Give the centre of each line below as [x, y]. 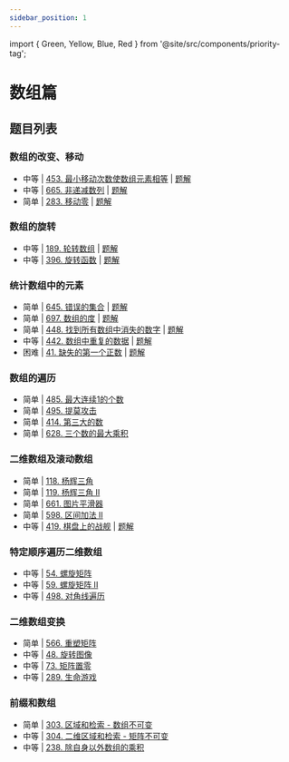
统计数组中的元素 [47, 285]
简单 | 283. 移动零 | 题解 [67, 201]
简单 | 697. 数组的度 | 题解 [71, 318]
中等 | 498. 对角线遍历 [64, 596]
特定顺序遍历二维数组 [56, 552]
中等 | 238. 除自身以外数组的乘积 [83, 747]
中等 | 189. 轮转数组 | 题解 [70, 248]
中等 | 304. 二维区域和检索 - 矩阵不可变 [96, 736]
